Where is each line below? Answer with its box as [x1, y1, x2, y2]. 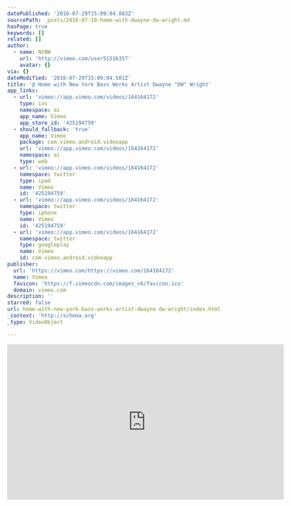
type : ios [19, 100, 48, 107]
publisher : [7, 261, 39, 268]
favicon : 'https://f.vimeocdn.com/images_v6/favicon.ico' [13, 280, 185, 287]
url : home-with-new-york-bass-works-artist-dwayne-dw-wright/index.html [7, 306, 221, 313]
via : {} [7, 68, 30, 75]
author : [7, 42, 30, 49]
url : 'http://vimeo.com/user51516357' [19, 55, 131, 62]
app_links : [7, 87, 39, 94]
